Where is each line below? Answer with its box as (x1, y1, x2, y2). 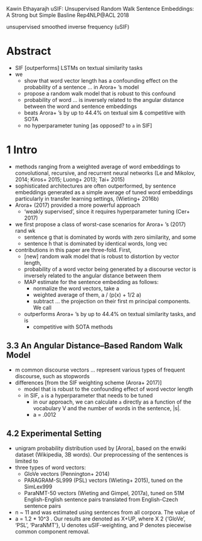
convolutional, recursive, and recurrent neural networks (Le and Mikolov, (14, 169, 196, 177)
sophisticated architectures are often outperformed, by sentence (14, 182, 176, 189)
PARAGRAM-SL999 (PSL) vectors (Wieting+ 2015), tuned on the (24, 476, 183, 484)
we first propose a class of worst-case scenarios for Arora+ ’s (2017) (14, 220, 186, 228)
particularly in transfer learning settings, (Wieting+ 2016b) (14, 195, 159, 202)
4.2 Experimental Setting (6, 428, 102, 439)
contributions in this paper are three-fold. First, (14, 246, 132, 253)
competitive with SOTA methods (33, 323, 113, 331)
